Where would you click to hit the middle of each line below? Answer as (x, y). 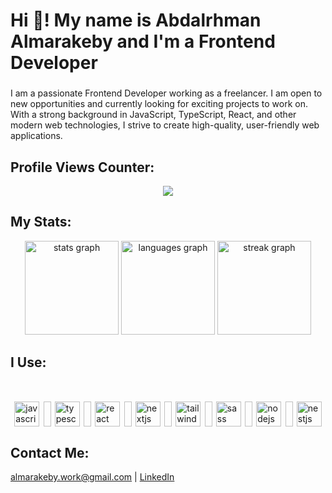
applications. (36, 136)
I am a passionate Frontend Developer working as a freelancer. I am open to (166, 93)
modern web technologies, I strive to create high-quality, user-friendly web (165, 125)
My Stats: (41, 222)
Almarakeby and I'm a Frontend (143, 41)
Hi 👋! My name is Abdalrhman (136, 20)
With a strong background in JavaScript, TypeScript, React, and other (153, 115)
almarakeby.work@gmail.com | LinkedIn (92, 476)
